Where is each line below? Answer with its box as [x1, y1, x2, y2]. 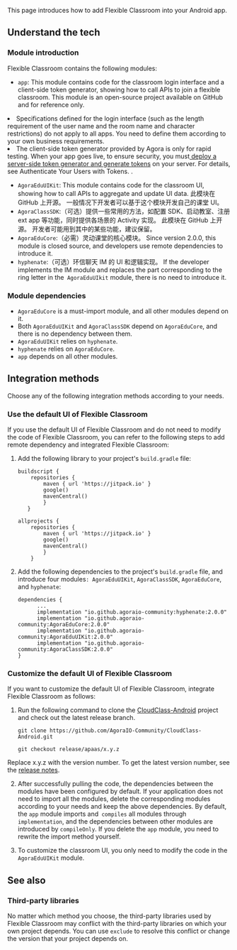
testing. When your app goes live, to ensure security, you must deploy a [7, 152, 217, 160]
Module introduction [7, 48, 79, 58]
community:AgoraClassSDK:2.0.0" [17, 646, 113, 653]
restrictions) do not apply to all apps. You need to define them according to [7, 129, 226, 138]
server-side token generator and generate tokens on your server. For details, [7, 159, 231, 168]
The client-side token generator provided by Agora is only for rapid [16, 144, 212, 153]
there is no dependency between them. [17, 329, 133, 338]
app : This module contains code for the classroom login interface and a [17, 77, 225, 86]
